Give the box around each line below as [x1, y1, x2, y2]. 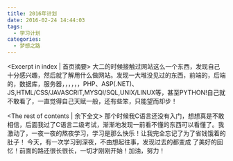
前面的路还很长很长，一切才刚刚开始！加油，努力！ [19, 146, 165, 155]
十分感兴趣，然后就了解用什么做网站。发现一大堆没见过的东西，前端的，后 [7, 71, 220, 79]
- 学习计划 [13, 29, 41, 37]
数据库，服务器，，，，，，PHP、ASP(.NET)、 [19, 80, 139, 87]
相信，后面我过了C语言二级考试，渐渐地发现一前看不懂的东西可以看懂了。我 [7, 121, 225, 128]
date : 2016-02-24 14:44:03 [7, 17, 85, 24]
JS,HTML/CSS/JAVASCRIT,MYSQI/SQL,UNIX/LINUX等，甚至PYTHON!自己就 [7, 88, 226, 96]
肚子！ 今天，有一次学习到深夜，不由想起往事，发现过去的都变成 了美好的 [7, 138, 217, 146]
